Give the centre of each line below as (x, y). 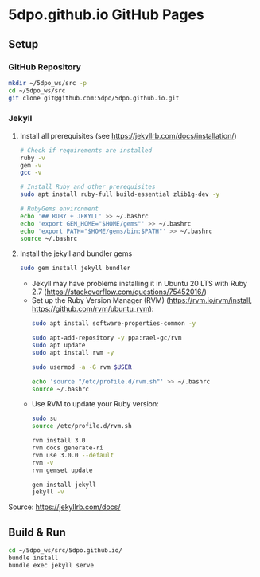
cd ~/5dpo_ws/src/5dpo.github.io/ (66, 551)
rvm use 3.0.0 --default (73, 455)
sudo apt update (58, 345)
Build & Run (37, 532)
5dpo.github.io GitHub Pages (106, 15)
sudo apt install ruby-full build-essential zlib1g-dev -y (120, 194)
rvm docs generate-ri (67, 448)
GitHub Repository (45, 67)
